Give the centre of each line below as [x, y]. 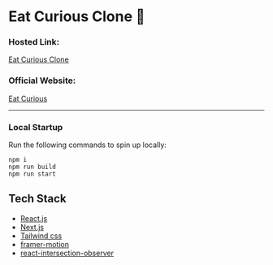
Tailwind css [41, 236]
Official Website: [42, 80]
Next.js [32, 227]
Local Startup [36, 127]
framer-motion [44, 244]
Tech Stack [37, 199]
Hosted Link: [34, 42]
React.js [34, 218]
